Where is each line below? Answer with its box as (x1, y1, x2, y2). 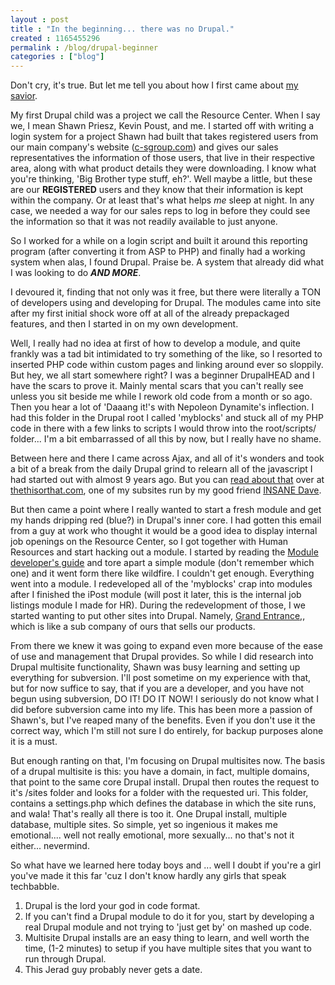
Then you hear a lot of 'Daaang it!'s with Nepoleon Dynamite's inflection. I (10, 401, 315, 413)
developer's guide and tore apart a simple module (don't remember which (10, 557, 315, 569)
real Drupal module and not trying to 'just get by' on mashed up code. (24, 921, 312, 933)
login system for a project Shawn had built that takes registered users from (10, 131, 319, 143)
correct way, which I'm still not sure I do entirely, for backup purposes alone (10, 725, 324, 737)
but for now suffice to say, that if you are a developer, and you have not (10, 682, 305, 695)
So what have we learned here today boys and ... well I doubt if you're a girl (10, 859, 322, 871)
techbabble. (10, 881, 60, 893)
